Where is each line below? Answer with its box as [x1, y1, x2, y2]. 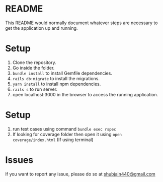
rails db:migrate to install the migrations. [12, 75, 100, 81]
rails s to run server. [12, 86, 58, 92]
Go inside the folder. [12, 65, 55, 71]
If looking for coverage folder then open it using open [12, 131, 122, 137]
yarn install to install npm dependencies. [12, 81, 101, 87]
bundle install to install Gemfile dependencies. [12, 70, 112, 76]
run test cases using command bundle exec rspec [12, 126, 117, 132]
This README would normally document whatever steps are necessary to [5, 20, 158, 26]
